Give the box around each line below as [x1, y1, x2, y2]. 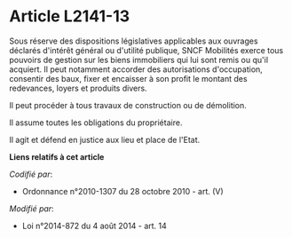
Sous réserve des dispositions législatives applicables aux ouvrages [9, 36, 259, 46]
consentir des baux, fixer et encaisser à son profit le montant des [9, 73, 248, 83]
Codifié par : [9, 169, 53, 179]
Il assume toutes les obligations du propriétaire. [9, 117, 183, 128]
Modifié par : [9, 202, 55, 214]
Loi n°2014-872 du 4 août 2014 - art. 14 [21, 220, 167, 231]
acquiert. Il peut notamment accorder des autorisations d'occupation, [9, 64, 264, 75]
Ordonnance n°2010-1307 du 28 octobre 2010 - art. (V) [21, 186, 224, 196]
